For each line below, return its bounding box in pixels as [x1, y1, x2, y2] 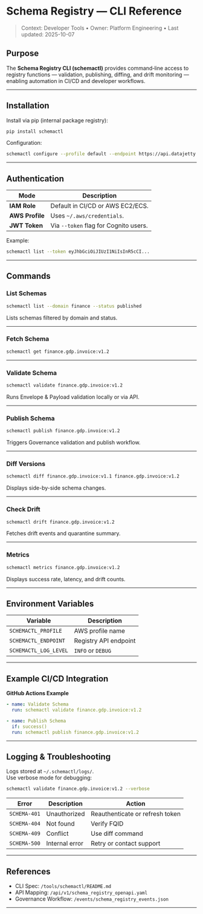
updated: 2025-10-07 [21, 30, 75, 38]
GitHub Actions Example [6, 690, 69, 697]
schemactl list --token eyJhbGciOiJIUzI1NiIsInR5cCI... [6, 249, 150, 255]
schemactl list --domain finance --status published [6, 303, 142, 309]
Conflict [46, 829, 69, 838]
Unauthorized [46, 810, 85, 818]
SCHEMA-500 [9, 840, 40, 847]
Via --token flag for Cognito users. [50, 221, 148, 230]
